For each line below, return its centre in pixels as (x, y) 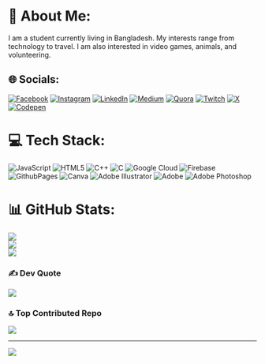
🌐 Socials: (34, 79)
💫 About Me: (50, 16)
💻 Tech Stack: (57, 140)
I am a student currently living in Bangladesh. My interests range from (121, 38)
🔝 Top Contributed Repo (55, 313)
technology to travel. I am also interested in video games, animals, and (123, 46)
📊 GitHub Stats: (62, 209)
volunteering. (30, 54)
